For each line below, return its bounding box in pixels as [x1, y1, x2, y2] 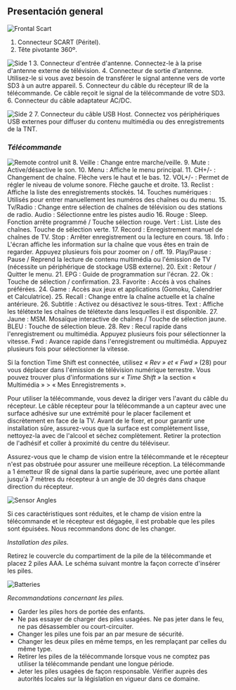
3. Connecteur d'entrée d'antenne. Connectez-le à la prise [32, 59, 202, 67]
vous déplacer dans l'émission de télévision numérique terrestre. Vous [7, 366, 211, 374]
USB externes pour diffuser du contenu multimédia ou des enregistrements [7, 117, 225, 126]
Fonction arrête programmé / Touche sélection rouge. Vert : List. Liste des [7, 218, 221, 227]
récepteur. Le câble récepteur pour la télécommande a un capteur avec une [7, 402, 226, 410]
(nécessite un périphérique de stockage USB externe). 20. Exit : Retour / [7, 263, 216, 271]
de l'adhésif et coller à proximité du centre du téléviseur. [7, 439, 171, 448]
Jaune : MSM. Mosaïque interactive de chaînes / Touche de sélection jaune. [7, 315, 227, 324]
